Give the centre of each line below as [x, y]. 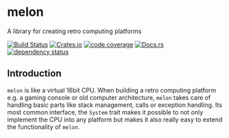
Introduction [34, 73]
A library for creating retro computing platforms [74, 31]
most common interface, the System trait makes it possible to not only [105, 112]
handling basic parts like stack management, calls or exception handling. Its [115, 105]
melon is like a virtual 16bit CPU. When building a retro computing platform [112, 90]
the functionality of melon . [43, 127]
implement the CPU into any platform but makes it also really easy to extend [115, 119]
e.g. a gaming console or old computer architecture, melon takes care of [109, 97]
